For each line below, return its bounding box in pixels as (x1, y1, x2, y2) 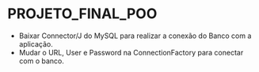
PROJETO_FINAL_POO (7, 5, 158, 23)
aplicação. (18, 39, 53, 48)
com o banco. (18, 56, 64, 66)
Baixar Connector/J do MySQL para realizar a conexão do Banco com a (18, 31, 252, 40)
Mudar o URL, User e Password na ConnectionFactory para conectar (18, 47, 244, 57)
